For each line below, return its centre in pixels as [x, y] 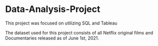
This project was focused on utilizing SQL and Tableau [61, 23]
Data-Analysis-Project [53, 9]
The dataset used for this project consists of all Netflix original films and [79, 32]
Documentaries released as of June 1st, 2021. [52, 38]
